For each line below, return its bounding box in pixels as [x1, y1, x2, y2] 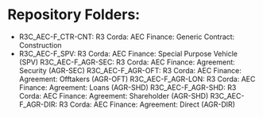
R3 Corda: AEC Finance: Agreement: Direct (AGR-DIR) [58, 99, 236, 109]
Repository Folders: [7, 6, 141, 24]
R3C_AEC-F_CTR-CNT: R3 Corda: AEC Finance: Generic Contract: [18, 32, 235, 41]
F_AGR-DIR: [18, 99, 57, 109]
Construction [18, 40, 62, 49]
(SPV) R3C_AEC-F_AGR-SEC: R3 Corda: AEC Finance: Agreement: [18, 57, 235, 67]
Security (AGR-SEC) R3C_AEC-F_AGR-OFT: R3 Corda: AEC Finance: [18, 65, 242, 75]
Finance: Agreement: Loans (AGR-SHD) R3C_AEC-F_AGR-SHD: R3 [18, 82, 237, 92]
